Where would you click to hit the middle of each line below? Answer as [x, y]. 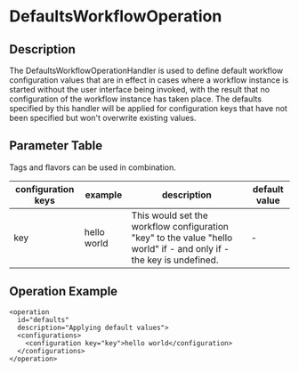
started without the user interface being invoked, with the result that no [140, 89]
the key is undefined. [175, 260]
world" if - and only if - [180, 248]
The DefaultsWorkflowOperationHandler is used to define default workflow [146, 70]
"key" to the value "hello [182, 238]
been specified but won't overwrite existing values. [103, 118]
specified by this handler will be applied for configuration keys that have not [148, 108]
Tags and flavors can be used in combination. [93, 167]
